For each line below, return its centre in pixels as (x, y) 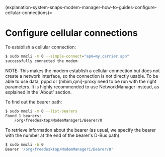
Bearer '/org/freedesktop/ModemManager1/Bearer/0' (59, 149)
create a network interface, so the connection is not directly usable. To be (82, 76)
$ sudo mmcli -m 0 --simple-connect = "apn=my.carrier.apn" (67, 56)
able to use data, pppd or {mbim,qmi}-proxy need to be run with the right (81, 81)
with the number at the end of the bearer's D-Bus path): (63, 135)
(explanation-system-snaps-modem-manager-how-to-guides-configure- (81, 7)
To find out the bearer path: (34, 102)
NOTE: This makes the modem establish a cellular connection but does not (82, 71)
